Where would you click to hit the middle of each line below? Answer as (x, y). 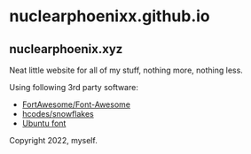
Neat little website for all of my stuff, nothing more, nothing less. (126, 70)
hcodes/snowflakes (58, 114)
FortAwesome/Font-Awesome (76, 104)
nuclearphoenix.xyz (66, 49)
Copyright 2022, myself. (53, 140)
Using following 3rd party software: (74, 87)
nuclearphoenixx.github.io (110, 16)
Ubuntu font (44, 123)
